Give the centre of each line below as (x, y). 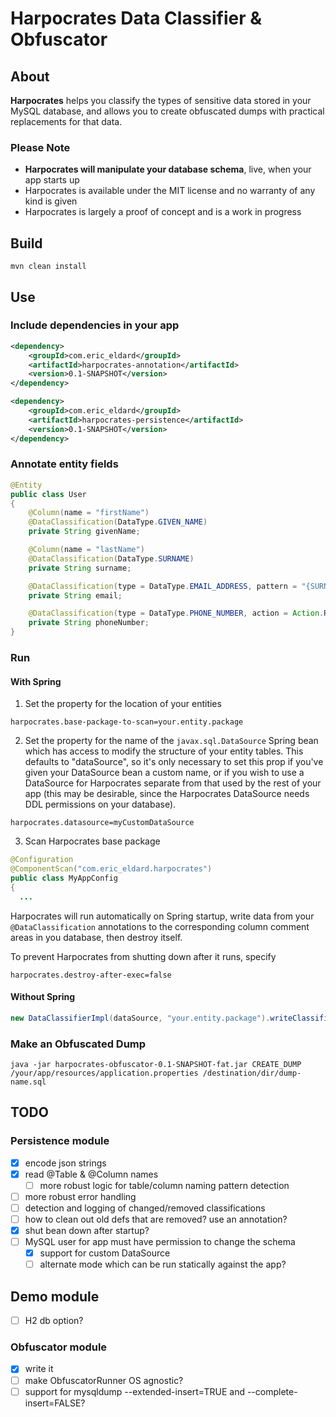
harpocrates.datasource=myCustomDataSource (102, 823)
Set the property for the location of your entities (123, 704)
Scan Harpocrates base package (92, 841)
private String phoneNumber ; (89, 623)
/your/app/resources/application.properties (104, 1073)
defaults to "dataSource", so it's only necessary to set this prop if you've (174, 762)
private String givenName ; (84, 532)
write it (39, 1369)
